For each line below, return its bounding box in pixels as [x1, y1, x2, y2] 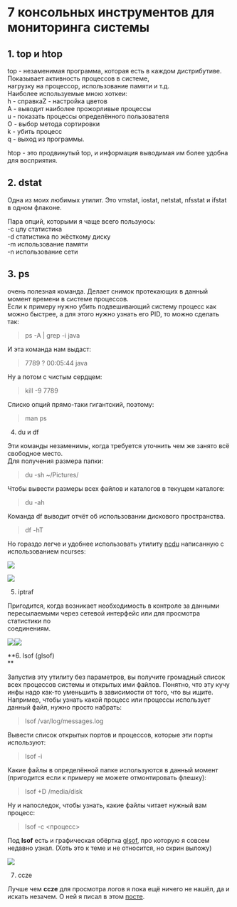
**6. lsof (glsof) [7, 651, 55, 660]
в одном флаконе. [7, 203, 62, 212]
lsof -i [24, 752, 43, 760]
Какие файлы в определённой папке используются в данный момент [7, 765, 218, 774]
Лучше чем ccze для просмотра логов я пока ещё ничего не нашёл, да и [7, 884, 230, 893]
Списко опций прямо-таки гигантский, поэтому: [7, 400, 154, 408]
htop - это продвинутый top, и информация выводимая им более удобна [7, 149, 228, 157]
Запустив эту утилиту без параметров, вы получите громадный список [7, 673, 226, 681]
